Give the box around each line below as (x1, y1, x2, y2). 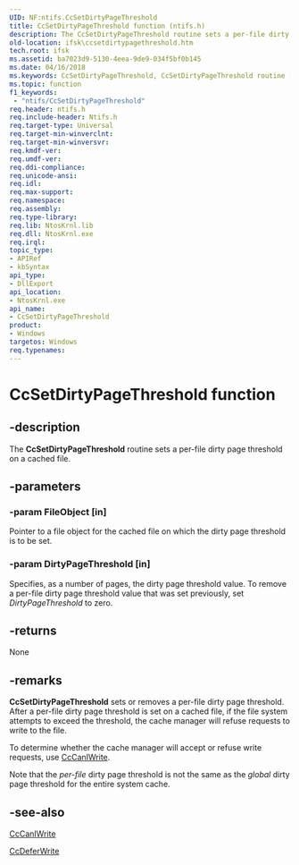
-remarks (9, 673, 62, 688)
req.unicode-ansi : (9, 171, 78, 180)
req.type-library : (9, 212, 78, 222)
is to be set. (9, 536, 53, 547)
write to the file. (9, 725, 67, 736)
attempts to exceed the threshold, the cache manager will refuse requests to (9, 716, 290, 726)
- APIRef (9, 254, 42, 264)
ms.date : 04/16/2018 (9, 64, 87, 72)
